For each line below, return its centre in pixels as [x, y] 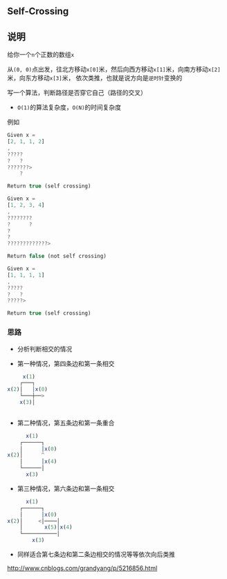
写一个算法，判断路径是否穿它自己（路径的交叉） [77, 93]
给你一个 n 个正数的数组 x [41, 55]
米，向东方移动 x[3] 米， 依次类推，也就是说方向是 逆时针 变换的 [95, 78]
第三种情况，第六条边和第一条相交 [66, 488]
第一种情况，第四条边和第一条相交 [66, 363]
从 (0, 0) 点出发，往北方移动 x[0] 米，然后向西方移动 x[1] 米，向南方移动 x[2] [114, 69]
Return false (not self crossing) [57, 256]
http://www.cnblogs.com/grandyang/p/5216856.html [82, 568]
